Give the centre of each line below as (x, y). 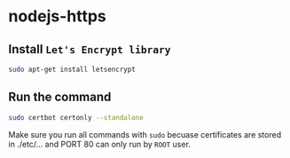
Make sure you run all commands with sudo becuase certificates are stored (145, 134)
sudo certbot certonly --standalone (76, 117)
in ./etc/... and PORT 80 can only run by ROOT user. (100, 144)
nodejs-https (58, 16)
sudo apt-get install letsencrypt (72, 69)
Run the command (60, 97)
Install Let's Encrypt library (90, 49)
